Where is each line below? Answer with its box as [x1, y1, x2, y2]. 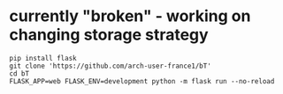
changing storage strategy [9, 25, 210, 45]
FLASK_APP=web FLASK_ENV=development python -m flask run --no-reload [9, 76, 275, 85]
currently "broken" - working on [9, 6, 251, 26]
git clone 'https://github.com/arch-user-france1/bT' [9, 61, 212, 70]
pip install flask [9, 54, 77, 62]
